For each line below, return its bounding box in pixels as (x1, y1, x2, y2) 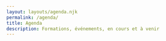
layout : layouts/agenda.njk (6, 8, 78, 15)
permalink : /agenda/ (6, 14, 59, 20)
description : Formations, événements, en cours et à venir (6, 25, 160, 32)
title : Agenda (6, 20, 43, 26)
